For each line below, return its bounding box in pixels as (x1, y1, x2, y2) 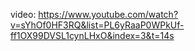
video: (10, 9, 37, 20)
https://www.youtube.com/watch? (38, 9, 179, 20)
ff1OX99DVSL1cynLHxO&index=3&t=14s (10, 30, 175, 41)
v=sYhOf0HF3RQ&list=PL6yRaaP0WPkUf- (10, 19, 185, 31)
